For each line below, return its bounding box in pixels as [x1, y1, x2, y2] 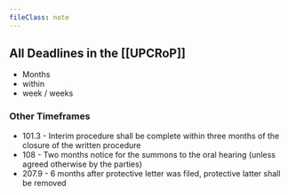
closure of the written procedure [21, 139, 141, 151]
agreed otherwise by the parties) [21, 159, 143, 169]
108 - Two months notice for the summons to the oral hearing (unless [21, 149, 276, 160]
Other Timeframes [9, 110, 91, 122]
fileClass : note [9, 12, 69, 22]
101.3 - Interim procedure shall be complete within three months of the [21, 130, 280, 141]
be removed [21, 177, 67, 188]
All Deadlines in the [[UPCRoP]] [9, 46, 187, 61]
